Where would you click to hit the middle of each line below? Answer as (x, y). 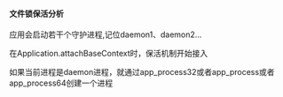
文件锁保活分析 (36, 13)
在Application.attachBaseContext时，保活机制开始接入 (109, 54)
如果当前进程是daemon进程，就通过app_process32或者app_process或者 (142, 72)
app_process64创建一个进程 (61, 83)
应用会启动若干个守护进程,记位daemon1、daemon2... (106, 34)
